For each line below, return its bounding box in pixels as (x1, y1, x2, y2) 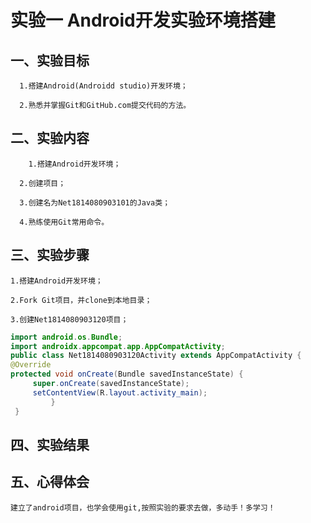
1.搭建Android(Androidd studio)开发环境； (19, 81, 188, 91)
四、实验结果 (10, 436, 90, 453)
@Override (10, 360, 52, 370)
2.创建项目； (19, 178, 67, 188)
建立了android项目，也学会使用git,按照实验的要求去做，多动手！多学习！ (10, 502, 276, 513)
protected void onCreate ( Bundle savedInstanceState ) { (10, 369, 244, 380)
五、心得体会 (10, 474, 90, 491)
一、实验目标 (10, 52, 90, 69)
